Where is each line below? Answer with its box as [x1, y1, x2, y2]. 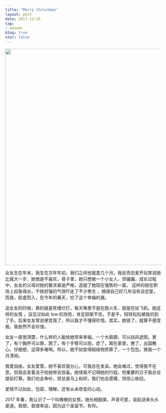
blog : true [5, 30, 28, 35]
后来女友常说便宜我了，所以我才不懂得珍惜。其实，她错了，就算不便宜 [18, 317, 161, 323]
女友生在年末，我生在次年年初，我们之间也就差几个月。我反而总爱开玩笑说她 [5, 270, 161, 275]
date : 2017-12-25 [5, 16, 41, 21]
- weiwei [5, 26, 23, 31]
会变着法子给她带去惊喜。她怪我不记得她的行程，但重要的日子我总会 [22, 369, 161, 375]
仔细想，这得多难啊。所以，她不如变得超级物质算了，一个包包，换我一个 [13, 346, 161, 352]
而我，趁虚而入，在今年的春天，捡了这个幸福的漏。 [5, 294, 109, 300]
